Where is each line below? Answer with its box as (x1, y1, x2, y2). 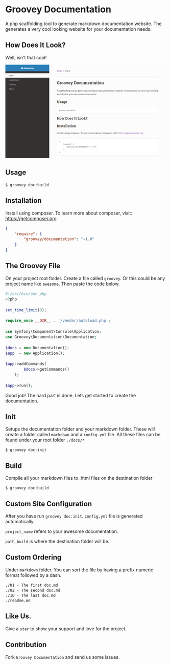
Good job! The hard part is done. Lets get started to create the (5, 392, 136, 398)
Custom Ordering (5, 553, 62, 562)
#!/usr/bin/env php (5, 291, 47, 296)
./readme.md (5, 598, 31, 603)
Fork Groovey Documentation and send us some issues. (5, 654, 120, 660)
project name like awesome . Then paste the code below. (5, 281, 120, 287)
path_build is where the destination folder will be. (5, 539, 110, 545)
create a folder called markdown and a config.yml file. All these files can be (5, 432, 161, 438)
